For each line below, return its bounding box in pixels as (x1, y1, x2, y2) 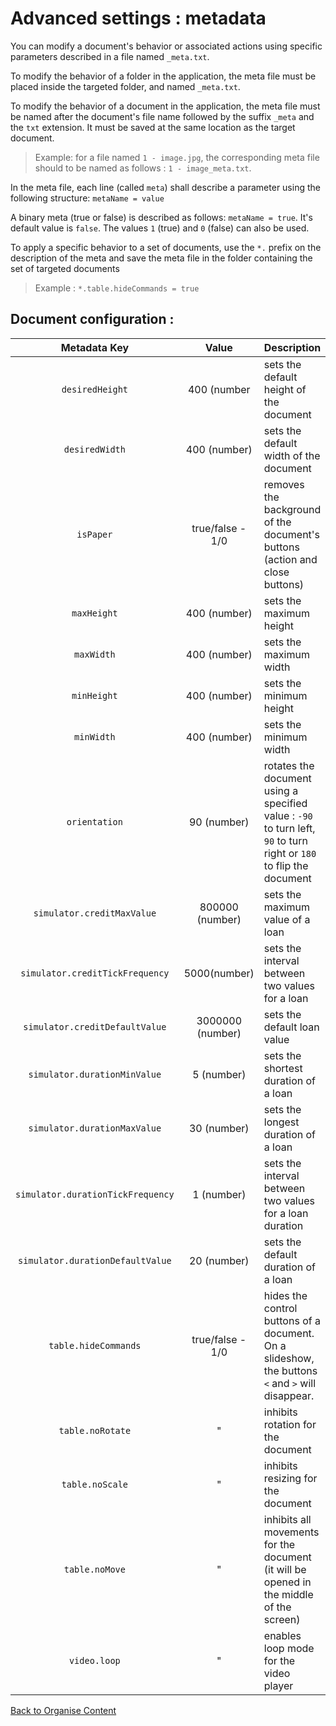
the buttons (263, 1363, 318, 1377)
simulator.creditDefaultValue (23, 1021, 167, 1032)
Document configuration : (10, 311, 175, 328)
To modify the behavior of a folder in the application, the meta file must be (10, 70, 317, 82)
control (263, 1301, 298, 1315)
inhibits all (263, 1512, 312, 1526)
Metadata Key (60, 340, 130, 354)
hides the (263, 1288, 308, 1302)
